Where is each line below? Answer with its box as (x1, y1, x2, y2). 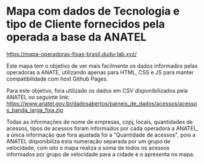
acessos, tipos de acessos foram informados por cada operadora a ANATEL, (6, 124, 199, 132)
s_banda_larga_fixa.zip (6, 106, 64, 113)
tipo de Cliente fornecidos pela (6, 17, 166, 31)
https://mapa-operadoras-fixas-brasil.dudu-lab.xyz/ (6, 50, 137, 57)
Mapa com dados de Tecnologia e (6, 4, 180, 18)
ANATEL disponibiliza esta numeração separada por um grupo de (6, 137, 171, 144)
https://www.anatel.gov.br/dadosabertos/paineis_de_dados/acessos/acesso (6, 99, 197, 107)
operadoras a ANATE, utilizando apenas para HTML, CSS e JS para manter (6, 68, 194, 76)
